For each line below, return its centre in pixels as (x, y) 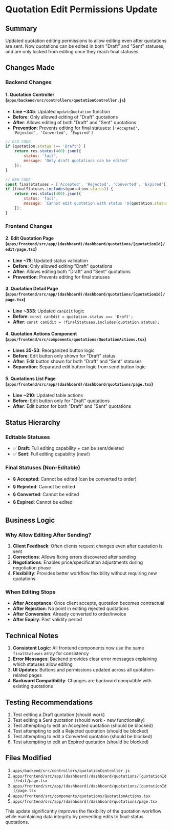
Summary (21, 28)
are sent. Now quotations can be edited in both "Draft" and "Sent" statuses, (85, 46)
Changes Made (30, 68)
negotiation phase (32, 568)
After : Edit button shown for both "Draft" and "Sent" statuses (77, 361)
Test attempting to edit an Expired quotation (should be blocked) (81, 742)
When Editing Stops (30, 592)
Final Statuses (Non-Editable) (43, 467)
